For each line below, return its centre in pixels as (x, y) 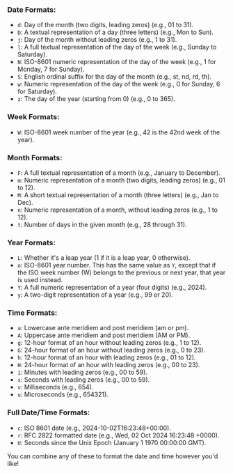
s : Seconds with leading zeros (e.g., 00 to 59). (83, 380)
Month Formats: (35, 157)
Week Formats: (33, 117)
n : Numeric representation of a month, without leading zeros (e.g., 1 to (117, 210)
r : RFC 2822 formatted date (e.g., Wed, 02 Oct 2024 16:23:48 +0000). (118, 435)
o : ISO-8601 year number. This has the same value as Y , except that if (116, 265)
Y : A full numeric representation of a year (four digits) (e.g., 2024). (112, 288)
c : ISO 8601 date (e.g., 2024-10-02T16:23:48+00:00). (94, 428)
